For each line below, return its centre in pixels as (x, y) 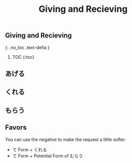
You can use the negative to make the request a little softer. (66, 139)
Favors (16, 128)
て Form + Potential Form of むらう (47, 156)
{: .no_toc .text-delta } (27, 47)
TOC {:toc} (23, 57)
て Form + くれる (29, 150)
